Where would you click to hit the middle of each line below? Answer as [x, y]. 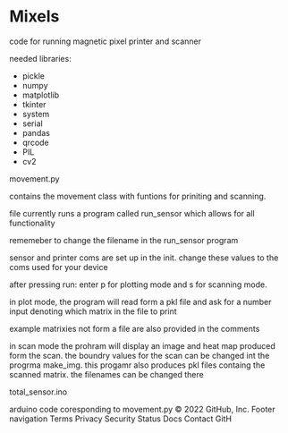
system [36, 114]
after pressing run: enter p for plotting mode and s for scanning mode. [138, 284]
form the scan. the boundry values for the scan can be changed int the [140, 355]
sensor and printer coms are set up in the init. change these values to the [144, 258]
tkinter [34, 104]
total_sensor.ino [38, 392]
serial [32, 123]
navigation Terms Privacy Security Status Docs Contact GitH [121, 419]
